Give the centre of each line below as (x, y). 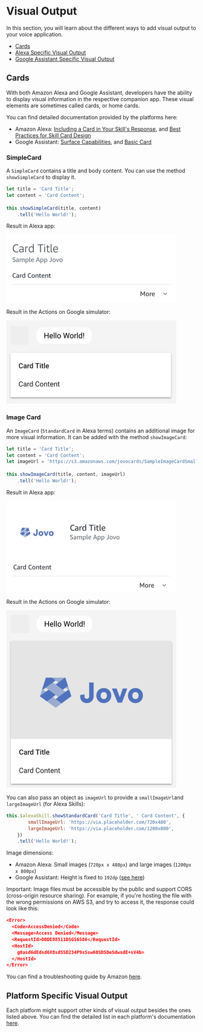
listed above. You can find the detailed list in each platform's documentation (101, 1017)
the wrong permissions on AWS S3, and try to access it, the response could (100, 902)
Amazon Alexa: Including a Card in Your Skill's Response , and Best (98, 129)
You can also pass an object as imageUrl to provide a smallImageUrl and (95, 797)
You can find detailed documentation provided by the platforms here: (92, 117)
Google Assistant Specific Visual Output (65, 59)
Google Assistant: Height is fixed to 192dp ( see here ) (80, 878)
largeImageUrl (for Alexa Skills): (46, 804)
